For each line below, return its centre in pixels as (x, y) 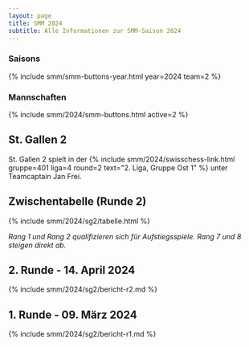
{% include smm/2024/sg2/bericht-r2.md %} (83, 289)
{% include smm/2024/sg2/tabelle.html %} (80, 221)
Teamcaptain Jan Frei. (45, 176)
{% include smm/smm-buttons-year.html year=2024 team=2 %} (115, 76)
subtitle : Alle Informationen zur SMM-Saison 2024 (95, 31)
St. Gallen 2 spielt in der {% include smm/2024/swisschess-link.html (122, 159)
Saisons (24, 59)
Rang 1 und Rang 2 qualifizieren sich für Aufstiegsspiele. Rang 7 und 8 (125, 236)
